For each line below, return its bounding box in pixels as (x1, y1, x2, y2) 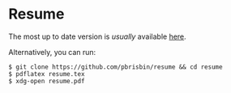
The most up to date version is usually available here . (8, 32, 186, 41)
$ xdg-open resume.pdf (8, 77, 85, 85)
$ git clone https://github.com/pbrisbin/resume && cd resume (8, 62, 223, 71)
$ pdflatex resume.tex (8, 70, 85, 78)
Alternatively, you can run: (8, 47, 96, 57)
